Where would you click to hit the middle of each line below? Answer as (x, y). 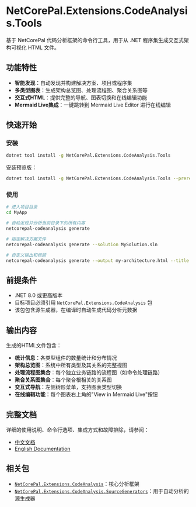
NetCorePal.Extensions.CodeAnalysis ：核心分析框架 (77, 484)
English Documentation (43, 449)
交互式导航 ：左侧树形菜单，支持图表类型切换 (68, 387)
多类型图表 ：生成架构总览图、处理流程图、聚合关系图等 (81, 90)
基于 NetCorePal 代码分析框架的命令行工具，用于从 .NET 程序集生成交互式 (95, 40)
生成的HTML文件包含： (34, 346)
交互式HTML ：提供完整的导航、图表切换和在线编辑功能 (81, 97)
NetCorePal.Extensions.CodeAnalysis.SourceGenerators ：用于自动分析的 (101, 491)
